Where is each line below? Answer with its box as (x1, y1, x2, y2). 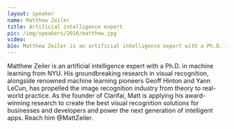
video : (7, 36, 26, 43)
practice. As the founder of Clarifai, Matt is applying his (24, 91, 184, 100)
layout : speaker (7, 10, 54, 17)
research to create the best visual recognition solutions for (31, 99, 200, 107)
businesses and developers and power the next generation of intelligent (7, 106, 214, 114)
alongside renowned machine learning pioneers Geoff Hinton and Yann (7, 77, 211, 84)
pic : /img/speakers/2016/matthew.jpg (7, 29, 117, 37)
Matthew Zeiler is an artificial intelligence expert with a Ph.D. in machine (7, 62, 214, 70)
